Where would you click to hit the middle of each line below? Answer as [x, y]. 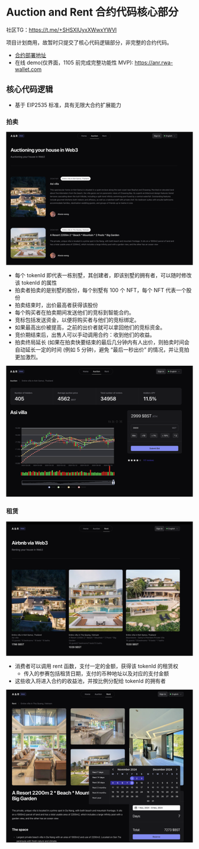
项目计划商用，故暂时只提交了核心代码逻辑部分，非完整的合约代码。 [89, 42]
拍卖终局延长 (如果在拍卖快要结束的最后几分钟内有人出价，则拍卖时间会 [102, 342]
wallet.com [28, 69]
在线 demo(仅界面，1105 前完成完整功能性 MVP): [74, 62]
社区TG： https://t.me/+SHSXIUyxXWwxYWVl [62, 30]
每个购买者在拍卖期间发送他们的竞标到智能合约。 [74, 312]
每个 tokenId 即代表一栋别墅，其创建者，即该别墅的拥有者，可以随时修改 [103, 275]
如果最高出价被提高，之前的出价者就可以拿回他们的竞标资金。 [90, 327]
